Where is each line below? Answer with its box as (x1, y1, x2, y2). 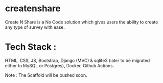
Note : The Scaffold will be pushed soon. (5, 72, 87, 78)
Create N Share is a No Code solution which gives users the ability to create (5, 19, 158, 25)
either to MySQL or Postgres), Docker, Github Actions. (5, 62, 114, 68)
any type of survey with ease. (5, 24, 65, 30)
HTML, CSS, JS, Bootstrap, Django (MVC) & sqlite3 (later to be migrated (5, 57, 150, 63)
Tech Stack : (5, 41, 57, 53)
